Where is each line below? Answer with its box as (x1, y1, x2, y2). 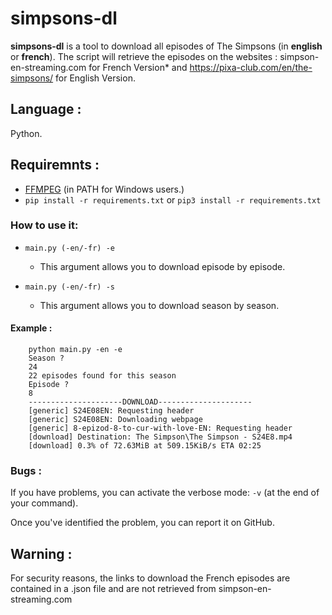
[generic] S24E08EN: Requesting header (28, 406, 195, 416)
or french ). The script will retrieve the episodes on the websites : (10, 50, 278, 62)
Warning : (10, 545, 73, 562)
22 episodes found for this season (28, 371, 177, 381)
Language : (10, 101, 82, 118)
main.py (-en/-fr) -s (24, 282, 115, 292)
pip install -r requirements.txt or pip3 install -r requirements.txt (24, 193, 322, 206)
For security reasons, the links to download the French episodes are (10, 572, 291, 584)
